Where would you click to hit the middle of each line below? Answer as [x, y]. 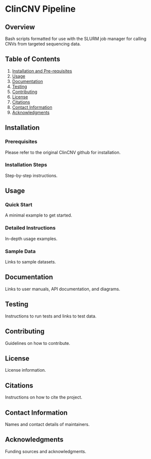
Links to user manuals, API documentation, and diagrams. [63, 289]
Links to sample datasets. [31, 262]
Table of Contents [33, 59]
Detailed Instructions [30, 228]
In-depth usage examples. [31, 239]
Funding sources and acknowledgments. [46, 451]
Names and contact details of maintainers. [47, 424]
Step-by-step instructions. [31, 175]
